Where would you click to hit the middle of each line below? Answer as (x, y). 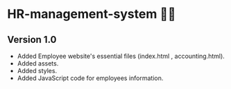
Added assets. (38, 63)
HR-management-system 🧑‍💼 (92, 14)
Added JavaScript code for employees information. (90, 78)
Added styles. (37, 71)
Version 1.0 (32, 40)
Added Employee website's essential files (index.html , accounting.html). (121, 56)
